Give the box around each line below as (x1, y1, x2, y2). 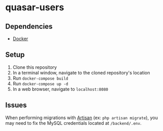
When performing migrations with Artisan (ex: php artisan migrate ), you (5, 115, 158, 121)
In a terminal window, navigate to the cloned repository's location (12, 69, 150, 76)
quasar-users (5, 2, 64, 13)
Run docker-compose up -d (12, 80, 68, 86)
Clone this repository (12, 64, 57, 70)
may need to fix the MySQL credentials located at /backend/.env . (5, 120, 142, 126)
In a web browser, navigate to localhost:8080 (12, 86, 108, 92)
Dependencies (5, 22, 53, 31)
